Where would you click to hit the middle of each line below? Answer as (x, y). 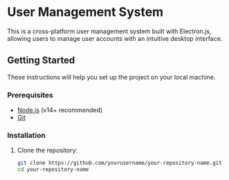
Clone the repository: (47, 150)
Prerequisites (30, 95)
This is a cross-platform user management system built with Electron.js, (109, 31)
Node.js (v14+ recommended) (60, 110)
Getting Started (41, 61)
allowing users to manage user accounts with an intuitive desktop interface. (115, 38)
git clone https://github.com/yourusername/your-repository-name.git (120, 163)
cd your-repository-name (53, 170)
